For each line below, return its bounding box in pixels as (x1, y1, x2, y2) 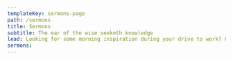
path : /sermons (7, 17, 51, 23)
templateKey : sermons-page (7, 10, 85, 17)
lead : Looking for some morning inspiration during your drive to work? (7, 36, 222, 43)
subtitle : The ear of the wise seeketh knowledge (7, 29, 154, 37)
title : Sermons (7, 23, 51, 30)
